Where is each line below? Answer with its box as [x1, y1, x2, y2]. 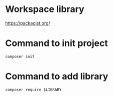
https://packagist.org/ [5, 20, 50, 26]
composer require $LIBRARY [5, 87, 62, 92]
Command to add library [5, 71, 108, 82]
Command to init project [5, 37, 108, 49]
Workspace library [5, 3, 84, 15]
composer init [5, 54, 35, 59]
